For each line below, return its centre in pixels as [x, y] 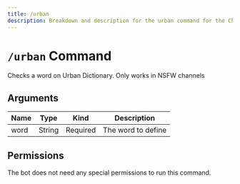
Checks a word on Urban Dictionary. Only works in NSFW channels [106, 76]
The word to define [135, 131]
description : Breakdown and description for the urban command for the [116, 21]
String [49, 131]
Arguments [33, 98]
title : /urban [29, 14]
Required [81, 131]
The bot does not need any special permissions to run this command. [109, 173]
